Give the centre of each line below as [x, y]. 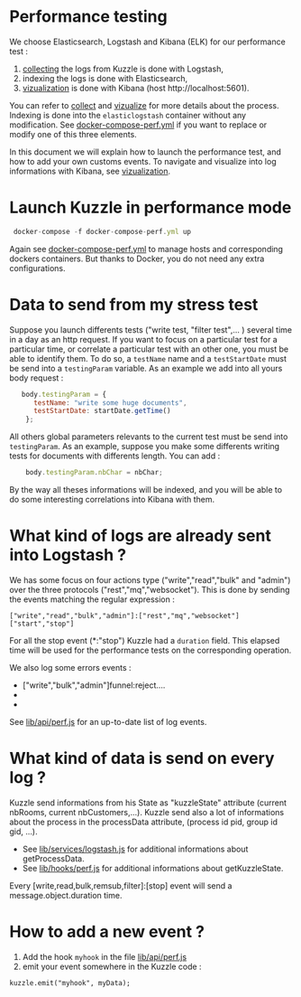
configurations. [37, 268]
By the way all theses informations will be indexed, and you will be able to [146, 490]
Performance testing [89, 17]
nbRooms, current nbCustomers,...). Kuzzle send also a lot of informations [147, 812]
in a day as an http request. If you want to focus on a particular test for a [143, 339]
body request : [36, 378]
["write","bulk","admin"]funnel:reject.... [94, 685]
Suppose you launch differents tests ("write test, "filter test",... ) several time [151, 329]
